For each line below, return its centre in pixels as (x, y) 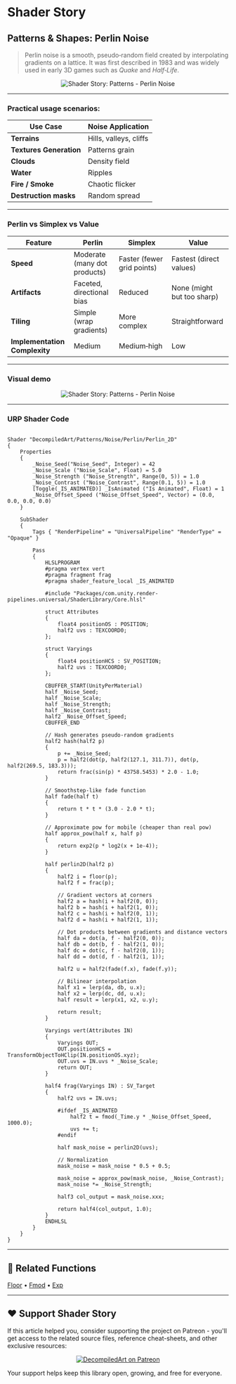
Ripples (100, 173)
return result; (79, 1012)
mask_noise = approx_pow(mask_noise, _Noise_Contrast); (141, 1179)
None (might (192, 288)
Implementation (38, 341)
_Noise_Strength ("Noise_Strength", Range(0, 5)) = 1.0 (116, 477)
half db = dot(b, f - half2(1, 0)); (111, 945)
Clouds (23, 161)
